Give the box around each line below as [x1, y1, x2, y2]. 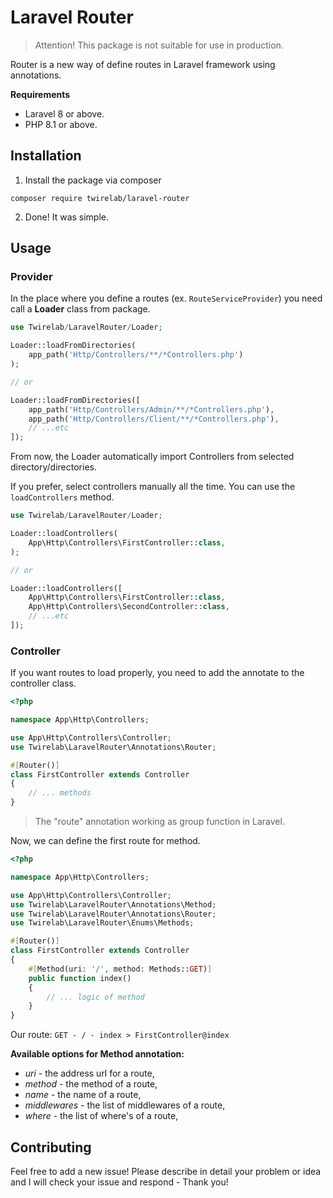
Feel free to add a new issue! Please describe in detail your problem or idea [10, 1166, 322, 1178]
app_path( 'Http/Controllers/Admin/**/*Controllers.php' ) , [28, 404, 275, 415]
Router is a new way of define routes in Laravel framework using [10, 58, 276, 70]
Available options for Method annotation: [10, 1048, 185, 1060]
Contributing [10, 1139, 92, 1156]
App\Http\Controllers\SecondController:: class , [28, 602, 230, 612]
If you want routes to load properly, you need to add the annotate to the [10, 667, 305, 679]
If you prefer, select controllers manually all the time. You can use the [10, 481, 296, 493]
